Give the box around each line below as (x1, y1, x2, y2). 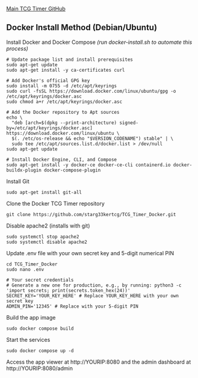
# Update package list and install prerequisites (6, 57, 134, 63)
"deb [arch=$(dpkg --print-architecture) (11, 120, 117, 126)
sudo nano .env (6, 266, 45, 273)
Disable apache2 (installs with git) (6, 222, 90, 229)
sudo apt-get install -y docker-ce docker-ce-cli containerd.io (6, 162, 171, 168)
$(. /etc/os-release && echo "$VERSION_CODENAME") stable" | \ (11, 135, 173, 141)
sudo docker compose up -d (6, 347, 74, 354)
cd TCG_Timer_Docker (6, 261, 58, 267)
